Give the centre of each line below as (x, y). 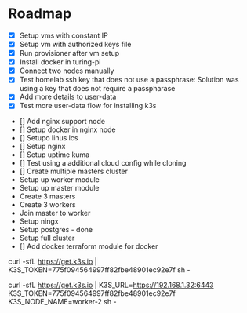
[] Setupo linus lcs (49, 138)
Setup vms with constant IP (64, 35)
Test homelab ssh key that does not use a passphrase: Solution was (129, 80)
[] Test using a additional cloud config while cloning (103, 163)
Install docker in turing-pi (60, 62)
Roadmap (40, 14)
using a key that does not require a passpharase (97, 89)
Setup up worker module (59, 180)
